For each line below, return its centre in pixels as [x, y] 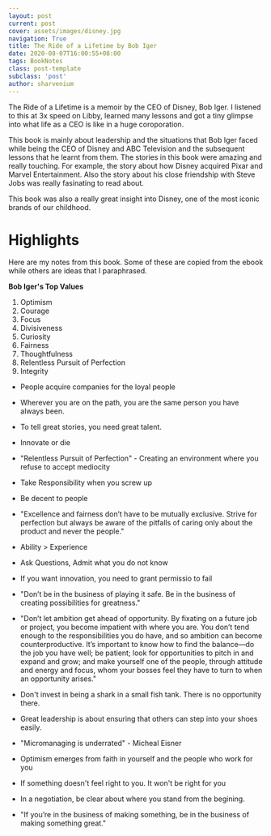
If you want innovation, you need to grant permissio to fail [116, 579]
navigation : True [38, 39]
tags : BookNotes [36, 62]
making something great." [63, 823]
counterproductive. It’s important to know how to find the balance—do [137, 645]
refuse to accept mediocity [65, 467]
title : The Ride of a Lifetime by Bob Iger [83, 46]
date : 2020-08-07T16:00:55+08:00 [65, 54]
